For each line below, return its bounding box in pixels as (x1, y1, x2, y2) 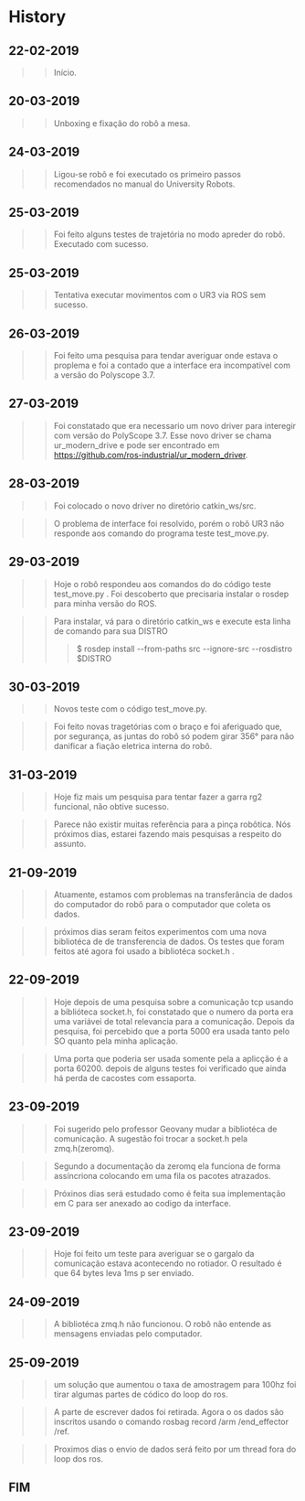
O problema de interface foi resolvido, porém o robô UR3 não (53, 518, 285, 529)
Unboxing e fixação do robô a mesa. (53, 117, 191, 129)
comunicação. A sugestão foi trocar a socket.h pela (53, 1132, 248, 1144)
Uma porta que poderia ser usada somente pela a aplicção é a (53, 1053, 289, 1064)
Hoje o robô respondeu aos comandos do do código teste (53, 578, 271, 589)
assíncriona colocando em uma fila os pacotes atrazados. (53, 1170, 271, 1181)
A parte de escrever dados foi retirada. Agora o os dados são (53, 1407, 284, 1417)
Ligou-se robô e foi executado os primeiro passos (53, 168, 241, 179)
